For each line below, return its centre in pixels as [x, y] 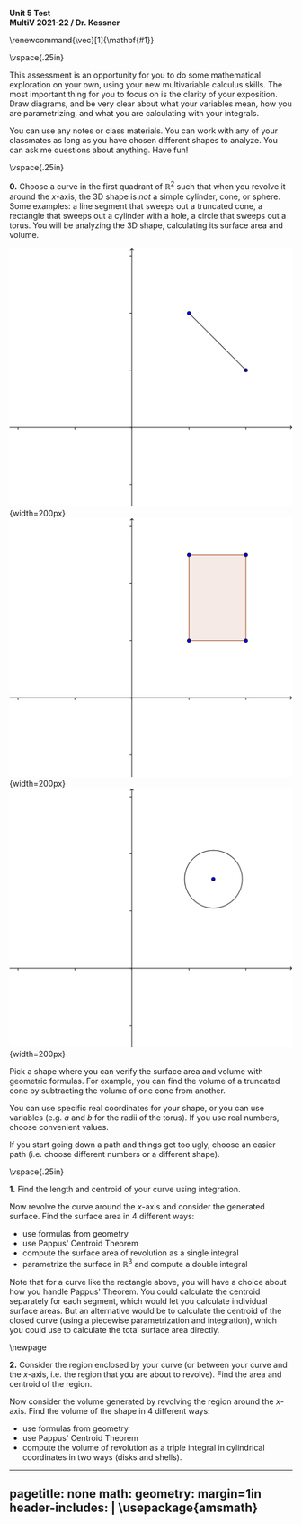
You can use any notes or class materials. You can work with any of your [144, 131]
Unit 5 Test [30, 13]
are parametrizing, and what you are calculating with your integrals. [134, 113]
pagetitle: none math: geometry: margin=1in [136, 1494]
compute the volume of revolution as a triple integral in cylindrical [143, 1447]
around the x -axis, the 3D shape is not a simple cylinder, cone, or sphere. [145, 196]
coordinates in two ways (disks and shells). [102, 1457]
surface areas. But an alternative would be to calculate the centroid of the [146, 1310]
